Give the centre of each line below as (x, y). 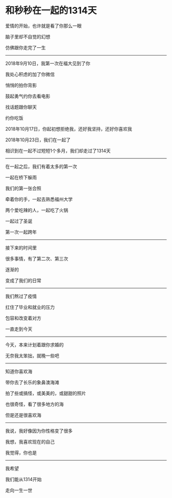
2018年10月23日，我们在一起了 (38, 140)
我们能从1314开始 (24, 479)
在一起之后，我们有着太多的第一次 (41, 166)
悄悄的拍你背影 (21, 85)
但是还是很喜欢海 (23, 415)
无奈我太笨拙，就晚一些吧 (32, 356)
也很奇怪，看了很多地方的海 (35, 404)
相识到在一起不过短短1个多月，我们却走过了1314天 (58, 151)
